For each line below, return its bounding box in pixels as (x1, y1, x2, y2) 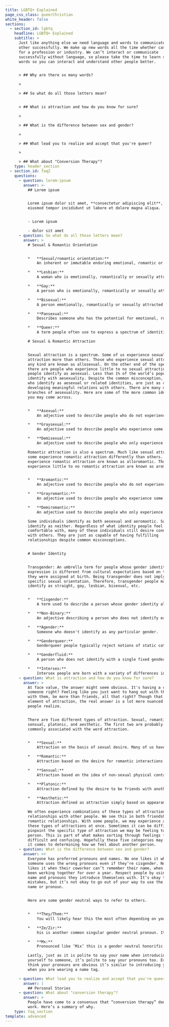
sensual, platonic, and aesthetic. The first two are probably (27, 722, 163, 727)
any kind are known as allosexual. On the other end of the (27, 362, 156, 367)
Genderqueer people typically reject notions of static (37, 643, 156, 648)
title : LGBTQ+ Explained (5, 7, 57, 13)
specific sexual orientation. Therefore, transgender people (27, 579, 158, 584)
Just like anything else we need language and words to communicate (18, 40, 165, 45)
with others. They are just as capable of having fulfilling (27, 533, 158, 538)
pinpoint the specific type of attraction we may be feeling (27, 828, 158, 833)
